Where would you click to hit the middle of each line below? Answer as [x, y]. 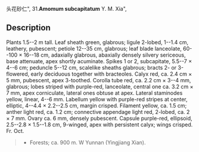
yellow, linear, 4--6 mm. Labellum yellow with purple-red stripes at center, [97, 99]
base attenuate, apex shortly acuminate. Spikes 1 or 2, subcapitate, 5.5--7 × [99, 61]
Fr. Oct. [15, 131]
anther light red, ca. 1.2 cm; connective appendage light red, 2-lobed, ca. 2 [98, 111]
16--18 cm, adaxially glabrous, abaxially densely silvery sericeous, [105, 55]
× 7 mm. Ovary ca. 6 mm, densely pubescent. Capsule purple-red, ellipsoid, [99, 118]
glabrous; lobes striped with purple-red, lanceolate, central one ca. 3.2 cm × [100, 86]
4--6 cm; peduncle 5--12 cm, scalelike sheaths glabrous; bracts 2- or [91, 67]
